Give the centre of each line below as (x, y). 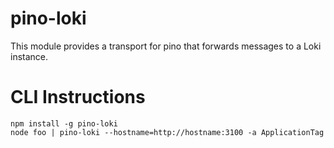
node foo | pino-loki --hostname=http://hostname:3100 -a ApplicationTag (167, 132)
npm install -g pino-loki (64, 123)
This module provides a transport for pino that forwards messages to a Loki (166, 46)
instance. (29, 56)
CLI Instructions (78, 97)
